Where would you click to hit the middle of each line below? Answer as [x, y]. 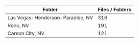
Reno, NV [18, 25]
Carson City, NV [26, 33]
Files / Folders [115, 9]
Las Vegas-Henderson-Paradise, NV [50, 18]
